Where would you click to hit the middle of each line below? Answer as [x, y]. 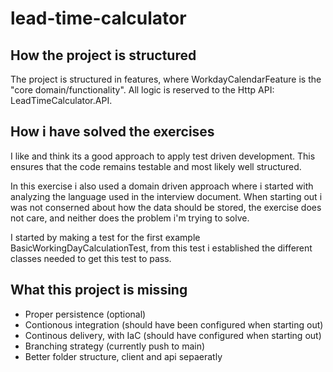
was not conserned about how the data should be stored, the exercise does [166, 207]
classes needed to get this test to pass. [91, 258]
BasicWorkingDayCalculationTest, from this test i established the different [161, 248]
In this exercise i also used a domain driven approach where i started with [162, 186]
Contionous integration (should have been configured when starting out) [174, 324]
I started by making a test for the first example [105, 237]
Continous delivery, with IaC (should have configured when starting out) [173, 335]
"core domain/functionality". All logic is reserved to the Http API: [142, 90]
